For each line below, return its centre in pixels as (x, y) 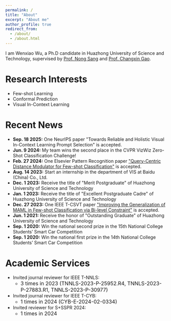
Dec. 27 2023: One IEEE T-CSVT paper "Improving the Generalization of (89, 204)
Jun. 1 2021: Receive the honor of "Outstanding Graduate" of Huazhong (89, 215)
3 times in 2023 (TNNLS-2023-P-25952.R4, (73, 283)
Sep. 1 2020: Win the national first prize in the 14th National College (84, 237)
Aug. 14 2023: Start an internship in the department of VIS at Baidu (84, 172)
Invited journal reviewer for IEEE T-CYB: (55, 295)
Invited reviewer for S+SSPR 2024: (49, 307)
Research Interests (46, 79)
